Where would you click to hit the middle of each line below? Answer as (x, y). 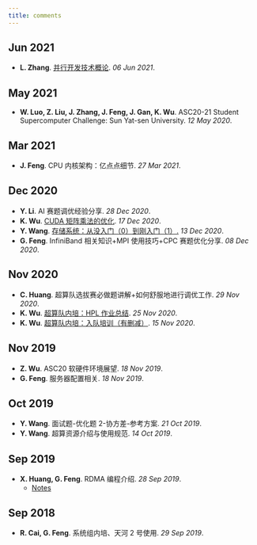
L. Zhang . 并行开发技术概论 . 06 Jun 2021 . (87, 67)
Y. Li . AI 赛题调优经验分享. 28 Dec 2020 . (85, 211)
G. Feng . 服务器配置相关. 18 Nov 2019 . (82, 378)
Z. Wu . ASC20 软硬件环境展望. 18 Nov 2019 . (91, 368)
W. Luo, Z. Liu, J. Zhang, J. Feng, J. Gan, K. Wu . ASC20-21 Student (129, 112)
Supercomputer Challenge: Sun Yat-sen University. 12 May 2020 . (126, 120)
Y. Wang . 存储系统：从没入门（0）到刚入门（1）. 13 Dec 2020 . (121, 231)
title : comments (35, 15)
